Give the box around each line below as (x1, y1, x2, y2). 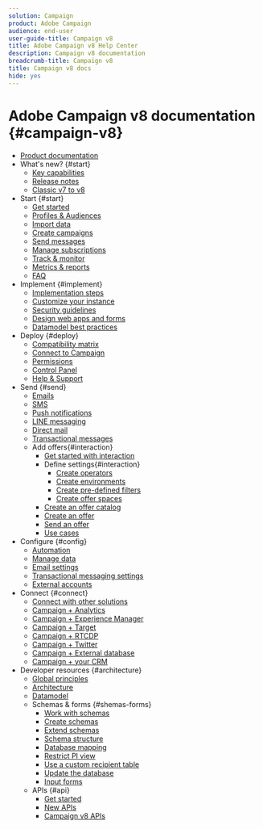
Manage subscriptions (31, 245, 106, 254)
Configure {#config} (19, 536, 87, 546)
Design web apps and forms (31, 313, 126, 323)
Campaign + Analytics (31, 605, 106, 614)
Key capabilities (31, 167, 84, 178)
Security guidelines (31, 304, 97, 315)
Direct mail (31, 425, 68, 434)
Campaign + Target (31, 622, 97, 632)
